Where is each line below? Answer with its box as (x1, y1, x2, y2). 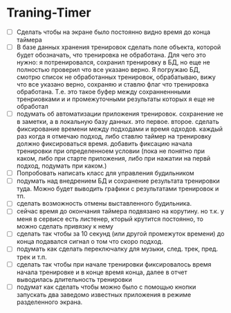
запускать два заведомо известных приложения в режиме (16, 290, 192, 298)
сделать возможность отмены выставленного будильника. (16, 199, 192, 208)
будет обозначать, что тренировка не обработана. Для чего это (16, 51, 207, 60)
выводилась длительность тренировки (16, 275, 132, 283)
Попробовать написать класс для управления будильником (16, 169, 194, 177)
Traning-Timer (6, 5, 91, 21)
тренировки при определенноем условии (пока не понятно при (16, 147, 205, 155)
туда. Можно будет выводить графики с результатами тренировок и (16, 185, 219, 193)
